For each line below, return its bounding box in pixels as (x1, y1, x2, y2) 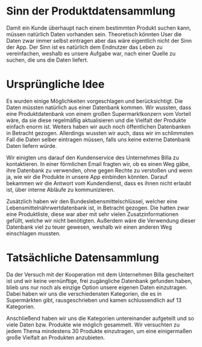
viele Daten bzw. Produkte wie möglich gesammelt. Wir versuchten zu (6, 321, 180, 328)
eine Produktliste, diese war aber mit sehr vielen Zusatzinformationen (6, 210, 179, 218)
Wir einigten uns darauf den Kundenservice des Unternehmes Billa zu (6, 154, 180, 161)
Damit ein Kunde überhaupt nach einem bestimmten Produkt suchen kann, (6, 24, 191, 31)
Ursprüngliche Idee (6, 77, 105, 91)
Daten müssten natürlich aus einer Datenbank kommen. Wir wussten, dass (6, 104, 192, 111)
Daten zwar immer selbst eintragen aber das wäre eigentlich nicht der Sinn (6, 37, 192, 44)
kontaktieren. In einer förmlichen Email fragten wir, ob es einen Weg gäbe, (6, 160, 191, 167)
